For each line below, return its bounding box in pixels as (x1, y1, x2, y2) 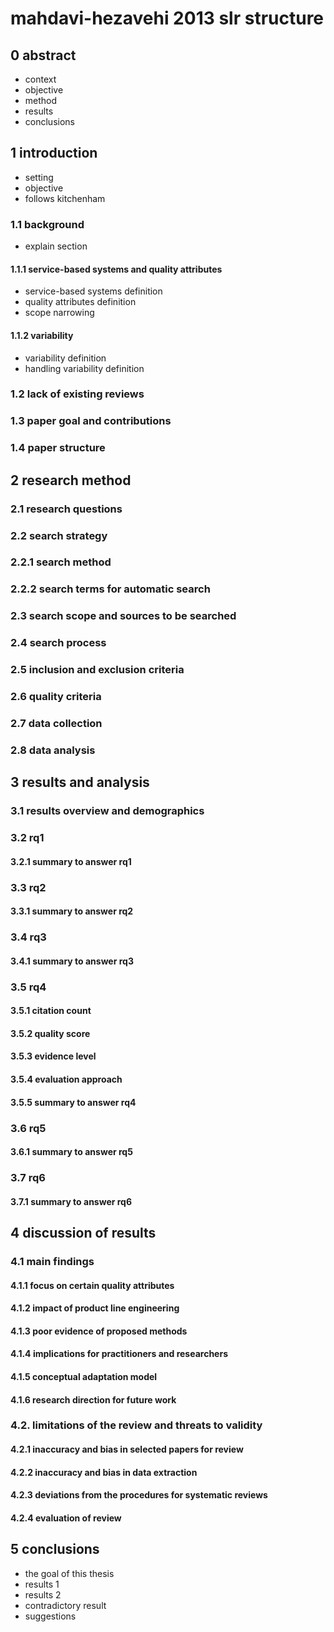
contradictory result (24, 1599, 107, 1611)
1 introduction (10, 145, 98, 162)
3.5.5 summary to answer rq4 (10, 1096, 137, 1108)
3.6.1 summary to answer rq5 (10, 1146, 133, 1158)
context (24, 73, 57, 85)
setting (24, 171, 54, 183)
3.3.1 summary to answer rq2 (10, 905, 134, 917)
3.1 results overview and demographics (10, 804, 205, 818)
